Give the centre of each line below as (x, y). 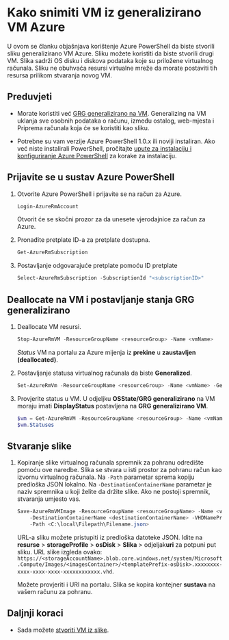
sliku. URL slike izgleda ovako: (59, 552)
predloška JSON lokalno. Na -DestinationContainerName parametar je (114, 484)
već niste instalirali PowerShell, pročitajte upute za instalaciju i (104, 148)
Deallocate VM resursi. (49, 327)
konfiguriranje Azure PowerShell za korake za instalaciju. (97, 156)
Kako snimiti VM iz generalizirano (104, 13)
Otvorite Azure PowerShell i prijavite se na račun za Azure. (99, 194)
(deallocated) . (37, 359)
